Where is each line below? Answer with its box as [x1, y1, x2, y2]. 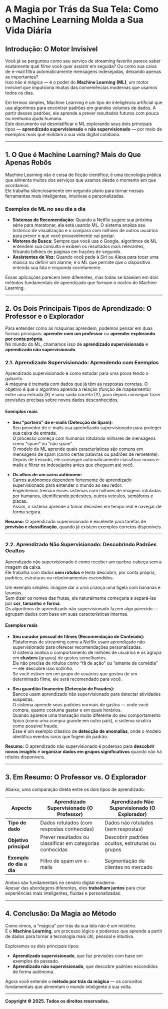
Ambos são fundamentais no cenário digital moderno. [5, 879, 116, 885]
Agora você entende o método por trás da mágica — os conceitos [5, 978, 142, 984]
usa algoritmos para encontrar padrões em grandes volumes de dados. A [5, 105, 156, 111]
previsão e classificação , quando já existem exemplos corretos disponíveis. [5, 524, 162, 530]
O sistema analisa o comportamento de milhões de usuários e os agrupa [12, 649, 161, 655]
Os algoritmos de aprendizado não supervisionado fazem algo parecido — [5, 605, 158, 611]
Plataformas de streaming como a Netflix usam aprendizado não [12, 639, 145, 645]
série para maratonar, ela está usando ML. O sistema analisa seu [12, 222, 146, 228]
